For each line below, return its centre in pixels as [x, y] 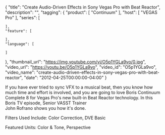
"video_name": [20, 72]
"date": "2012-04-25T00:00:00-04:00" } [65, 78]
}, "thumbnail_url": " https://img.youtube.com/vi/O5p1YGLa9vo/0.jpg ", [76, 62]
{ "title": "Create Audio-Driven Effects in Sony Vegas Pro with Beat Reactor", [83, 7]
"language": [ [20, 44]
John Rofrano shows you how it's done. [46, 108]
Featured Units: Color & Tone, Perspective [48, 127]
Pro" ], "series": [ [23, 18]
